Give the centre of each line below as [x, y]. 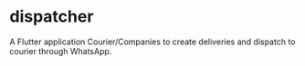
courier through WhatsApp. [61, 51]
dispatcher [52, 17]
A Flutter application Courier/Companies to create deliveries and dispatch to [152, 42]
